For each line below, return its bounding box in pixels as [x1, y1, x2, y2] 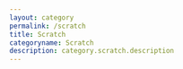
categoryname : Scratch [9, 38, 94, 47]
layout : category [9, 13, 74, 22]
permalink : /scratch [9, 22, 87, 30]
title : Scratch [9, 30, 66, 39]
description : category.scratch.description [9, 47, 175, 56]
